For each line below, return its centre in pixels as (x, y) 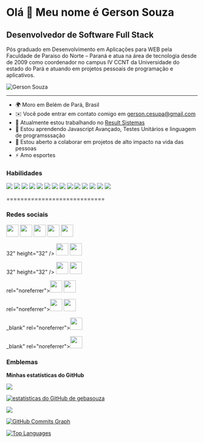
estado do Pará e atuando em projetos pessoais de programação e (90, 69)
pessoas (26, 148)
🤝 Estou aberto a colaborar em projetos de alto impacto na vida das (99, 142)
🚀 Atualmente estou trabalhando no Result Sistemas (80, 123)
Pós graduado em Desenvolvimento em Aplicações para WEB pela (89, 49)
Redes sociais (27, 215)
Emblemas (22, 362)
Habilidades (24, 173)
